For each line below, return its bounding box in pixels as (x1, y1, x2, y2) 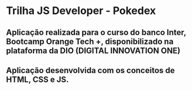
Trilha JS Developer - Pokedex (6, 4, 156, 18)
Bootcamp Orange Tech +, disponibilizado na (6, 36, 174, 46)
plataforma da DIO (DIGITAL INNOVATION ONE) (6, 46, 180, 56)
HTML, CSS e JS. (6, 74, 69, 84)
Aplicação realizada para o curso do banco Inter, (6, 27, 186, 37)
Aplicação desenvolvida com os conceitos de (6, 65, 175, 75)
